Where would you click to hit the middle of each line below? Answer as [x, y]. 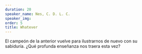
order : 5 [14, 23]
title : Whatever [21, 27]
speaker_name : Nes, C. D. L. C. [38, 14]
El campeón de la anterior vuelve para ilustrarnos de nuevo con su [71, 41]
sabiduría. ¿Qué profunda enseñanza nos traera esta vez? [63, 46]
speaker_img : [18, 18]
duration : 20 [18, 9]
